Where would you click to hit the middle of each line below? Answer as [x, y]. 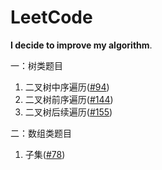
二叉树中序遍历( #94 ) [67, 87]
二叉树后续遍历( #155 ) [68, 112]
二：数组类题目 [41, 133]
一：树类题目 [36, 65]
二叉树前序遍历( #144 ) [69, 99]
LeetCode [51, 17]
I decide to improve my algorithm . [81, 45]
